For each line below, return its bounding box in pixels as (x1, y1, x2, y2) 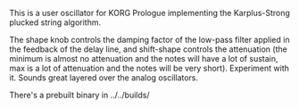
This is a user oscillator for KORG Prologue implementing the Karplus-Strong (9, 8, 290, 18)
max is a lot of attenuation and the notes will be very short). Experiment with (9, 63, 290, 73)
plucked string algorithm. (9, 17, 102, 28)
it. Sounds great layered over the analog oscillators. (9, 72, 199, 83)
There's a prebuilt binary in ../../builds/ (9, 89, 150, 100)
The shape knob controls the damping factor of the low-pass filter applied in (9, 35, 290, 45)
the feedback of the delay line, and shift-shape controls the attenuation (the (9, 44, 287, 54)
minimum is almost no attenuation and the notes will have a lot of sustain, (9, 54, 278, 63)
